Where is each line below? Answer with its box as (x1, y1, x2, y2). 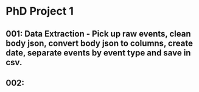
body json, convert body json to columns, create (5, 38, 193, 48)
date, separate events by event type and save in (5, 48, 191, 58)
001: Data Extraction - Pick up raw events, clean (5, 29, 191, 39)
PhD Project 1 (5, 4, 74, 18)
